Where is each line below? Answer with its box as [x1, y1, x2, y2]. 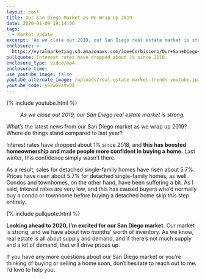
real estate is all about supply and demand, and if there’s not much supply [6, 235, 192, 242]
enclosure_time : [6, 65, 48, 72]
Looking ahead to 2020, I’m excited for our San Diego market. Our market [6, 222, 195, 229]
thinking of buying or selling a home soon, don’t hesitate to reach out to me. [6, 260, 197, 267]
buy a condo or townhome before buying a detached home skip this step [6, 192, 190, 199]
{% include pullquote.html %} [6, 210, 81, 217]
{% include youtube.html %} [6, 99, 77, 107]
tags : [6, 26, 20, 32]
